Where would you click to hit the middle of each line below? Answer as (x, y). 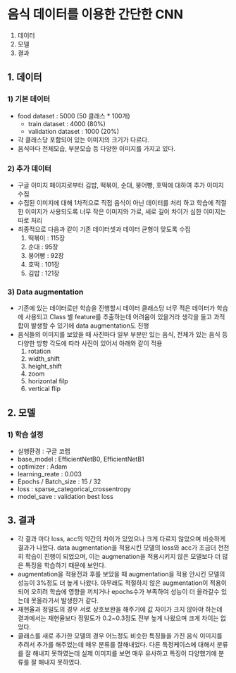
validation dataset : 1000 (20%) (74, 131)
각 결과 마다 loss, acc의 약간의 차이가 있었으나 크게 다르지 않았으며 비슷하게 (122, 538)
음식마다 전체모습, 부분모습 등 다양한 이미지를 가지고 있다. (97, 148)
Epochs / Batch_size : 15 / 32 (59, 481)
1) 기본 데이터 (29, 99)
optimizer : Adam (42, 467)
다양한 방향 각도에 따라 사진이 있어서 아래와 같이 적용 (90, 343)
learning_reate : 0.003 (50, 474)
